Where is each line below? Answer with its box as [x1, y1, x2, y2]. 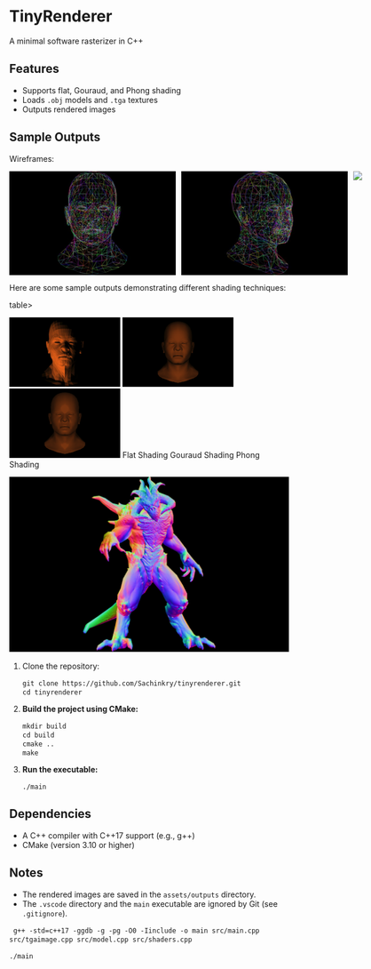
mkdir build [21, 722, 67, 731]
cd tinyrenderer [21, 688, 83, 697]
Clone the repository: [21, 661, 100, 672]
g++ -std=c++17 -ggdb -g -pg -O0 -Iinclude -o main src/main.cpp [12, 926, 260, 935]
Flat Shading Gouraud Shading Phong [122, 450, 260, 460]
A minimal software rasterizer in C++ [9, 36, 144, 46]
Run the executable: [21, 765, 99, 775]
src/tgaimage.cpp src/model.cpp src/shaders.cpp [9, 935, 193, 944]
